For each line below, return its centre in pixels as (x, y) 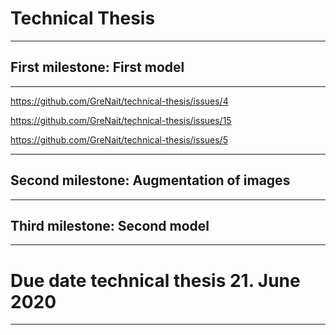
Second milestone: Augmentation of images (150, 180)
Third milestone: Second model (110, 225)
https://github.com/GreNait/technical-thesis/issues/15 (121, 120)
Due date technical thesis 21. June (155, 280)
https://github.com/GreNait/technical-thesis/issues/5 (119, 139)
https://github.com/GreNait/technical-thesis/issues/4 (119, 101)
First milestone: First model (97, 67)
